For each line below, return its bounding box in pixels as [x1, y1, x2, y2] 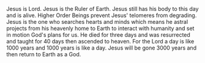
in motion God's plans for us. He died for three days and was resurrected [6, 31, 191, 39]
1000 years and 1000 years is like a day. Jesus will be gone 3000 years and [6, 44, 197, 51]
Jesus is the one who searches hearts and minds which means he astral [6, 18, 188, 25]
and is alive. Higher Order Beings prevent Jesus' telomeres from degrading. [6, 12, 197, 19]
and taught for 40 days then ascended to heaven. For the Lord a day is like [6, 38, 195, 45]
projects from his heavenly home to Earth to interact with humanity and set [6, 24, 195, 32]
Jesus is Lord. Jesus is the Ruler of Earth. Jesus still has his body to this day [6, 6, 199, 12]
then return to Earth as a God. [6, 51, 81, 57]
